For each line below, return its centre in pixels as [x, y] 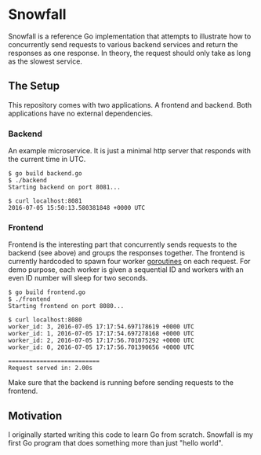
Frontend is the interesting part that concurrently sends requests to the [123, 244]
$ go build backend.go [45, 174]
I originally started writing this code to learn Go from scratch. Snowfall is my [130, 435]
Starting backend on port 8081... [65, 187]
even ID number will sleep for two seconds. [78, 278]
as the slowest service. [45, 61]
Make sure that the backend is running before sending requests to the [121, 383]
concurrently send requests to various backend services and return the [123, 44]
